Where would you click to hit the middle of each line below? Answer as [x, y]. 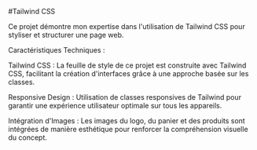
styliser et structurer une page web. [66, 35]
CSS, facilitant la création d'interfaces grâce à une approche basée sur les [128, 73]
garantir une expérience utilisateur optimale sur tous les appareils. [115, 106]
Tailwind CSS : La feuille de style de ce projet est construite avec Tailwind [127, 65]
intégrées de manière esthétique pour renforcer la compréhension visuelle [128, 129]
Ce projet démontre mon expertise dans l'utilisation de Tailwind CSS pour [127, 26]
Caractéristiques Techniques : [57, 50]
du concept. [28, 137]
